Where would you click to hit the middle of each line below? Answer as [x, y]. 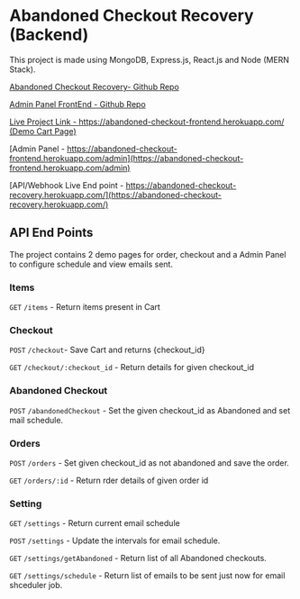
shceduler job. [36, 585]
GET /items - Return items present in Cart [85, 307]
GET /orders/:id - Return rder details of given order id [109, 480]
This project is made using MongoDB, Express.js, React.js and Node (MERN [150, 59]
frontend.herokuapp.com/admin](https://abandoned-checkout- [127, 158]
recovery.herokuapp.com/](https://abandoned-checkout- [116, 195]
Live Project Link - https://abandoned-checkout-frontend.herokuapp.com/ [147, 122]
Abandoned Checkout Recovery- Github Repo [95, 86]
